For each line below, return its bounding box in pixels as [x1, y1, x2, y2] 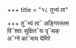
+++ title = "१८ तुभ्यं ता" [7, 6, 68, 14]
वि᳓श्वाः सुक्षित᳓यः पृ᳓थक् [7, 27, 60, 34]
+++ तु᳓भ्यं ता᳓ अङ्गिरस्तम [7, 20, 69, 27]
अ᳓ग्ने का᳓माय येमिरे [7, 34, 51, 43]
